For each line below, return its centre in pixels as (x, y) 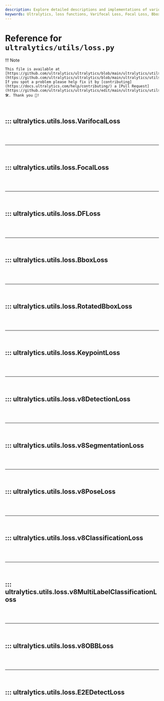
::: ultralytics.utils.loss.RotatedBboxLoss (69, 306)
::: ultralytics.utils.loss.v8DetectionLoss (68, 399)
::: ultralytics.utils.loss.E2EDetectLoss (65, 692)
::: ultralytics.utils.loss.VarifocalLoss (63, 121)
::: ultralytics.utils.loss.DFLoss (53, 214)
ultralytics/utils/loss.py (60, 48)
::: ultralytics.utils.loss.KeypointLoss (63, 353)
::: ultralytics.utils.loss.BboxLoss (57, 260)
